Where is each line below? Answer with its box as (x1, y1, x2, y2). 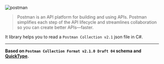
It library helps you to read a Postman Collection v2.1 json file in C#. (5, 34, 143, 40)
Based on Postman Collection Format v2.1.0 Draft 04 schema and (5, 48, 142, 54)
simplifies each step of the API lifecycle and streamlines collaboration (17, 20, 157, 25)
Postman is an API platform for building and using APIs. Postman (17, 14, 147, 20)
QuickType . (5, 53, 29, 59)
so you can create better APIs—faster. (17, 24, 94, 30)
